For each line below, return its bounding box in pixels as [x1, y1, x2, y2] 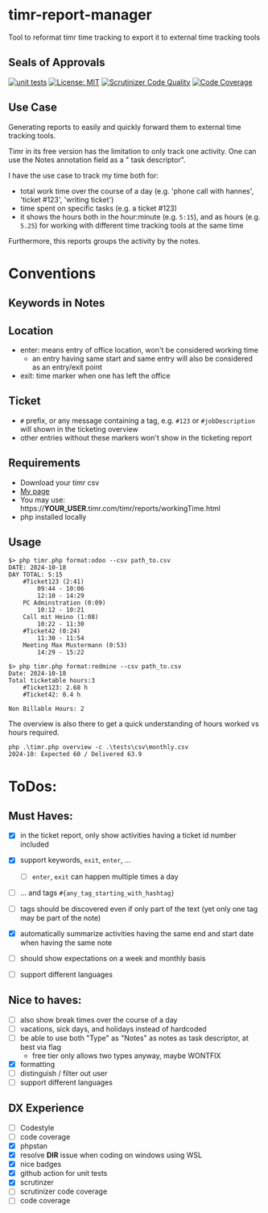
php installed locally [19, 512, 87, 521]
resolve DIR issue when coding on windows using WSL [19, 1150, 203, 1160]
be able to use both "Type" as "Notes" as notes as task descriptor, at [19, 1033, 249, 1043]
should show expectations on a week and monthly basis [19, 953, 206, 963]
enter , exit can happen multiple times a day [31, 872, 179, 881]
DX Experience [8, 1102, 85, 1115]
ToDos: [8, 777, 58, 796]
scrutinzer [19, 1177, 54, 1187]
